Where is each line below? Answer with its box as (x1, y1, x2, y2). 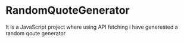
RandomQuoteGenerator (5, 4, 130, 17)
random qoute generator (5, 29, 66, 36)
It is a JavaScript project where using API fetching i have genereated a (5, 23, 178, 30)
